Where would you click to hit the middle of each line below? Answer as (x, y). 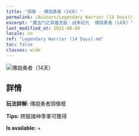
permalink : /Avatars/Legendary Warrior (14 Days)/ (69, 17)
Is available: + (24, 128)
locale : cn (19, 34)
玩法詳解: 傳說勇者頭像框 (36, 103)
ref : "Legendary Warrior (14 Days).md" (55, 39)
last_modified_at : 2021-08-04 (43, 28)
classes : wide (24, 50)
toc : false (19, 45)
